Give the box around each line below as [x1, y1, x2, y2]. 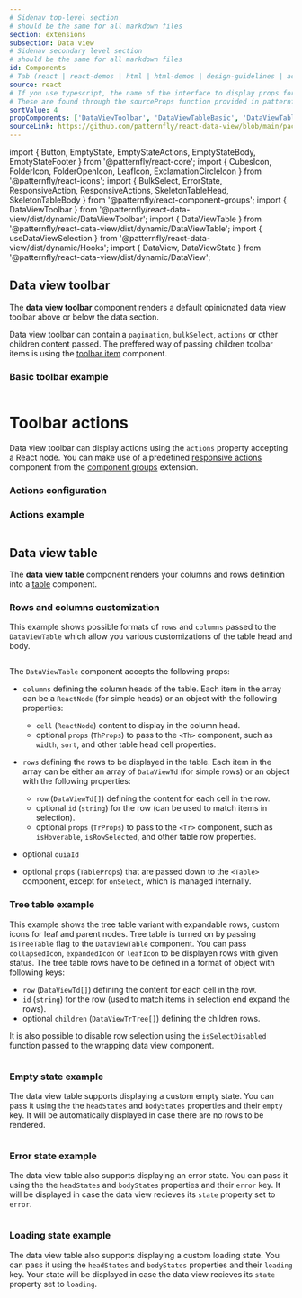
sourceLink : [9, 122, 54, 131]
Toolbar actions [9, 413, 129, 433]
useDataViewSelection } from [9, 233, 119, 243]
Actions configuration [9, 483, 108, 496]
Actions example [9, 508, 84, 520]
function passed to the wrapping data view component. [9, 1040, 215, 1050]
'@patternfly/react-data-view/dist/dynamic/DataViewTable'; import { [9, 223, 262, 234]
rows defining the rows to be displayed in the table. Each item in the [22, 757, 272, 768]
